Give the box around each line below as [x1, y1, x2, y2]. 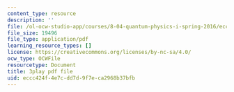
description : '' [7, 17, 54, 24]
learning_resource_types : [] [7, 42, 92, 49]
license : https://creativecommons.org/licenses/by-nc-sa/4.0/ [7, 49, 192, 56]
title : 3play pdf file [7, 68, 73, 75]
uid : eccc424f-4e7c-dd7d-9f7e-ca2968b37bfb [7, 74, 136, 82]
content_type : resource [7, 10, 77, 17]
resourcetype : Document [7, 62, 77, 68]
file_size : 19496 [7, 29, 58, 37]
